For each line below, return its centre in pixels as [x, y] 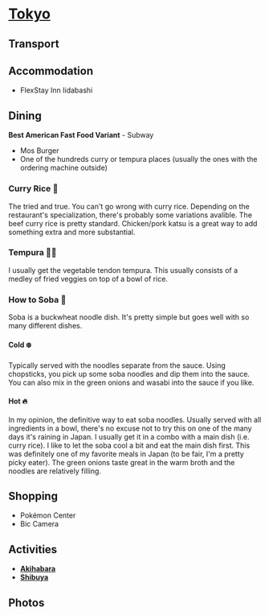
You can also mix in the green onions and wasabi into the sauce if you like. [131, 382]
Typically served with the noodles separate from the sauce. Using [117, 365]
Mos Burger [39, 151]
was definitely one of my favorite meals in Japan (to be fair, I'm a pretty [126, 454]
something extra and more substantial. [72, 232]
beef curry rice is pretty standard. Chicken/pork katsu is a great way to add [133, 223]
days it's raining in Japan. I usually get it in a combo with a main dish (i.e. [129, 436]
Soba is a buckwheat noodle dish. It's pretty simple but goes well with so [129, 317]
